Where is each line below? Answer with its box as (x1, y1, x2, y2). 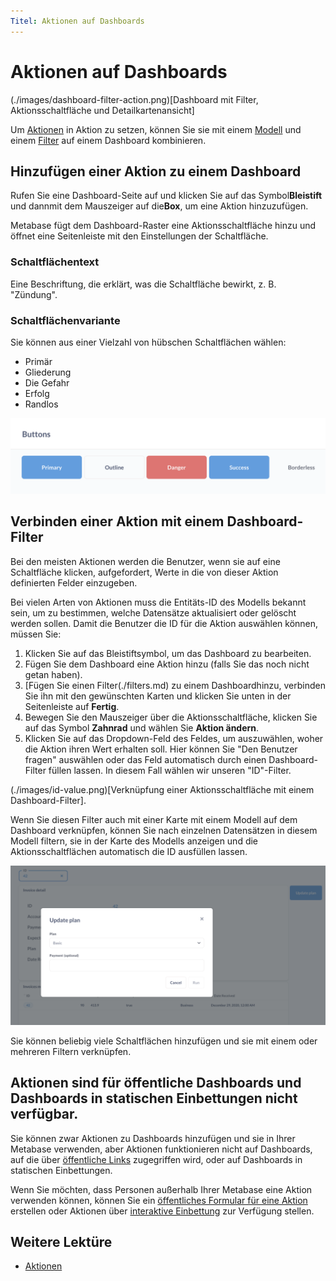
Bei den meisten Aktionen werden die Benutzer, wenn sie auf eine (10, 555, 281, 567)
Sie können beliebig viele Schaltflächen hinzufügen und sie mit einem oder (10, 1035, 318, 1047)
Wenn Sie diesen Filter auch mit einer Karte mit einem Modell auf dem (10, 813, 298, 825)
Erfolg (24, 387, 50, 399)
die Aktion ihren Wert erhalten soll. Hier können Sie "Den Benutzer (24, 743, 298, 755)
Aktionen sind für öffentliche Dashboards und (10, 1075, 302, 1092)
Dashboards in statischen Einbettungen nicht (10, 1090, 298, 1107)
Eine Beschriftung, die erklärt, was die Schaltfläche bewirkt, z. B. (10, 278, 277, 290)
